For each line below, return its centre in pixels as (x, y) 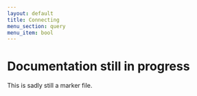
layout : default (30, 13)
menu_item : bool (30, 33)
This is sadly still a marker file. (50, 86)
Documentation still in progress (98, 67)
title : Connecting (33, 20)
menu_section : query (37, 26)
